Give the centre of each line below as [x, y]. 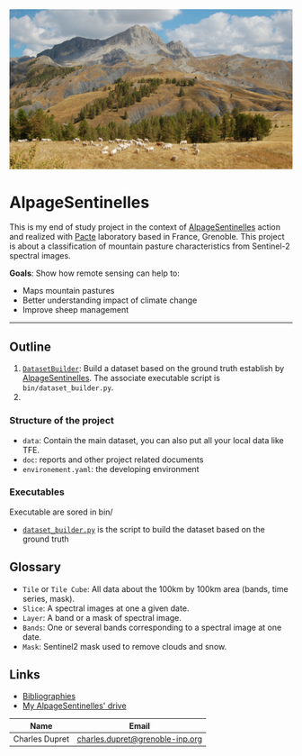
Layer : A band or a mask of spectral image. [102, 617]
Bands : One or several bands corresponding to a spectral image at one [152, 627]
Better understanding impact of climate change [110, 300]
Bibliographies [49, 697]
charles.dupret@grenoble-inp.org [140, 739]
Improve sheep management [75, 310]
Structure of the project [62, 421]
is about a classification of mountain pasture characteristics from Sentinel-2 [150, 246]
